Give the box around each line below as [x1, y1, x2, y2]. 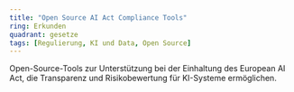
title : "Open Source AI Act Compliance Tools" [9, 13, 188, 23]
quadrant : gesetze [9, 30, 78, 39]
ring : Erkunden [9, 22, 67, 31]
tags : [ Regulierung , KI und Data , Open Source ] [9, 38, 192, 48]
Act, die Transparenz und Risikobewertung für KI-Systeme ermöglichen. [9, 73, 277, 84]
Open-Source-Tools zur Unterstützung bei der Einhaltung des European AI [9, 63, 286, 74]
